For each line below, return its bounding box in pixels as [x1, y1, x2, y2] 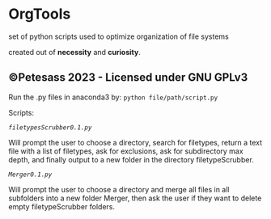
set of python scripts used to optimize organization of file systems [8, 32, 229, 41]
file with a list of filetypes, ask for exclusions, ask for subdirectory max [8, 146, 244, 156]
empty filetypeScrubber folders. [8, 201, 116, 211]
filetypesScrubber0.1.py [8, 123, 92, 132]
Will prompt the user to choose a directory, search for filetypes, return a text [8, 137, 263, 147]
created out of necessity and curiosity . [8, 47, 142, 57]
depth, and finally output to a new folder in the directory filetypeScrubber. [8, 154, 255, 164]
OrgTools [8, 5, 71, 23]
